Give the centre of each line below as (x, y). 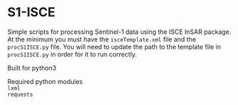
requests (20, 94)
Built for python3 (32, 68)
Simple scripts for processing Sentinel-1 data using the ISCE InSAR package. (119, 32)
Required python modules (45, 81)
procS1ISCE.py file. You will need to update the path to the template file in (114, 47)
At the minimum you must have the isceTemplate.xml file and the (102, 39)
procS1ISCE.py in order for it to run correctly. (72, 54)
